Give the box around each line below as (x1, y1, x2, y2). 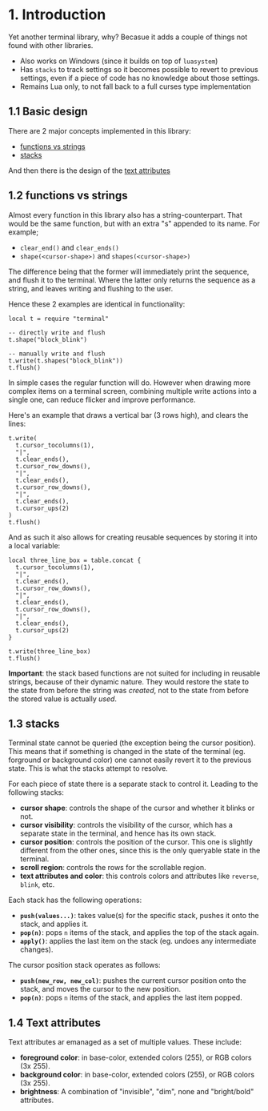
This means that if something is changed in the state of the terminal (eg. (8, 747, 246, 756)
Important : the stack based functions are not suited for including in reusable (8, 668, 261, 678)
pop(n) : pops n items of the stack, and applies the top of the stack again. (19, 928, 259, 937)
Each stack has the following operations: (8, 895, 142, 905)
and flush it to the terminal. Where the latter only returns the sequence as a (8, 275, 256, 285)
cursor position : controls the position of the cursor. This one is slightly (19, 837, 254, 847)
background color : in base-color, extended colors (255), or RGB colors (19, 1070, 254, 1080)
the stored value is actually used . (8, 694, 118, 704)
